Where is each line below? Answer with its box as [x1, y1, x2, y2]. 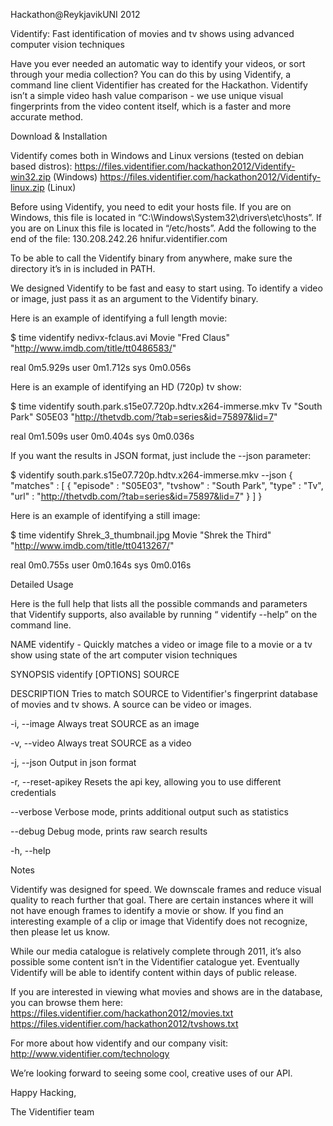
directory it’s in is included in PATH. [10, 263, 156, 274]
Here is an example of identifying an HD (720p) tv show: [10, 381, 242, 393]
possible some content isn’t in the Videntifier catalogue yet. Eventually [10, 956, 300, 968]
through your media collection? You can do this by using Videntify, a [10, 69, 292, 80]
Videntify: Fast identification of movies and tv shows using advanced [10, 28, 295, 39]
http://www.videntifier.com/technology [10, 1048, 170, 1059]
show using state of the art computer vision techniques [10, 649, 238, 661]
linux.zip [10, 182, 45, 193]
